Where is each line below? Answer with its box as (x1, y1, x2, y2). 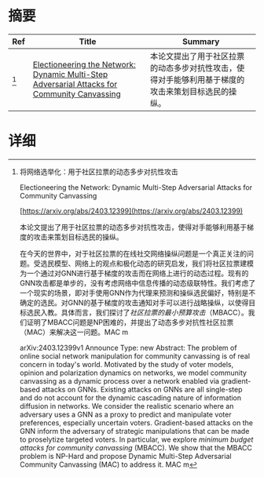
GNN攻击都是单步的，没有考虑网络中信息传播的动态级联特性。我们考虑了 (19, 278, 256, 287)
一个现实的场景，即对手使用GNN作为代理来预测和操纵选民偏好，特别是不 (19, 288, 256, 297)
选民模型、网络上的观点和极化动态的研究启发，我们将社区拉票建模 (40, 258, 254, 268)
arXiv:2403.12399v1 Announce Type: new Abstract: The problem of (19, 343, 237, 352)
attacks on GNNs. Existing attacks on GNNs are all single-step (42, 384, 243, 394)
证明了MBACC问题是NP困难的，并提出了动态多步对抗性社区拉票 (26, 317, 234, 326)
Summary (181, 36, 220, 47)
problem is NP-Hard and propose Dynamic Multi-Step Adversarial (19, 451, 232, 461)
